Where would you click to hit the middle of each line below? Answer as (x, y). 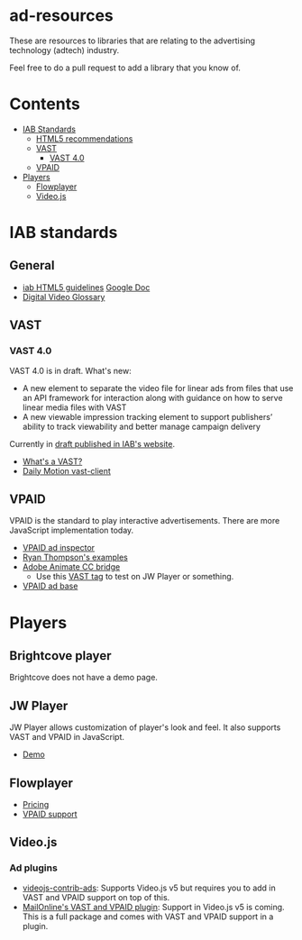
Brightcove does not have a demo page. (83, 678)
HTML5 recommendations (84, 138)
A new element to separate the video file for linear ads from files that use (158, 388)
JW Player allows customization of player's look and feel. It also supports (145, 727)
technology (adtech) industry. (64, 50)
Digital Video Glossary (64, 297)
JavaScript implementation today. (72, 530)
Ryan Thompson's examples (75, 557)
